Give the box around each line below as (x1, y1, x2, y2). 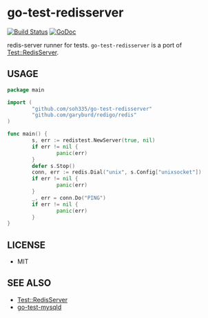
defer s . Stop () (32, 162, 76, 169)
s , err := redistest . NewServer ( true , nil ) (32, 137, 156, 144)
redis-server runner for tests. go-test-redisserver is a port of (7, 41, 183, 49)
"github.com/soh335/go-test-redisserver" (32, 105, 153, 112)
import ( (7, 98, 32, 106)
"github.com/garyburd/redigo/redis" (32, 112, 137, 118)
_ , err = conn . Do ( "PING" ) (32, 194, 107, 201)
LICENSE (7, 239, 46, 251)
